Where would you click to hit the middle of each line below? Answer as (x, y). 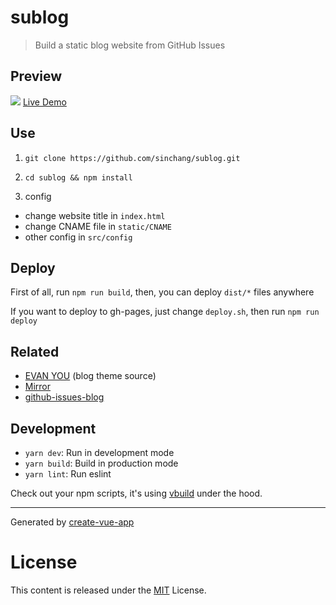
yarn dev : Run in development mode (99, 452)
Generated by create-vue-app (72, 522)
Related (35, 351)
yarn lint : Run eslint (68, 474)
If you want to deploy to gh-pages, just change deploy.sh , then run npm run (165, 312)
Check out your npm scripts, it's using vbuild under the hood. (136, 493)
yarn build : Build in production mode (101, 463)
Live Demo (44, 102)
